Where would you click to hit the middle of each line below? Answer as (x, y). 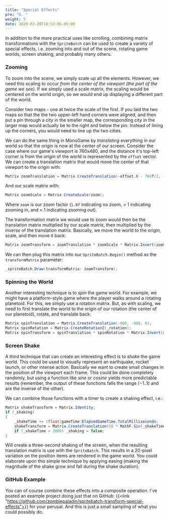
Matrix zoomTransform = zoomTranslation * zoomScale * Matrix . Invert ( (81, 245)
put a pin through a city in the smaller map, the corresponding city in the (80, 120)
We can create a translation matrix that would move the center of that (77, 162)
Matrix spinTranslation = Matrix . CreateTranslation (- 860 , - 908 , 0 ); (78, 324)
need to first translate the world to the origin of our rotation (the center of (81, 309)
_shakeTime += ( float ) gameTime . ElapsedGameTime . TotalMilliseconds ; (86, 422)
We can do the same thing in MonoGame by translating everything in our (80, 140)
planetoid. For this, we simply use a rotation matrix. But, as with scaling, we (83, 303)
